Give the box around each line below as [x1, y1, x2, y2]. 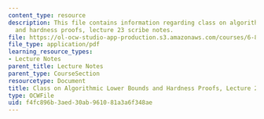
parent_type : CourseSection [8, 70, 101, 78]
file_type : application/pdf [8, 41, 101, 49]
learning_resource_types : [8, 48, 93, 56]
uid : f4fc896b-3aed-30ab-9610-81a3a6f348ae [8, 99, 153, 106]
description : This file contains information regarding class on [8, 19, 226, 27]
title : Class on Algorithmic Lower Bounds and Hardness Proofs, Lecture [8, 84, 251, 92]
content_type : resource [8, 11, 86, 20]
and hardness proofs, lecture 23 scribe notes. [15, 26, 174, 34]
